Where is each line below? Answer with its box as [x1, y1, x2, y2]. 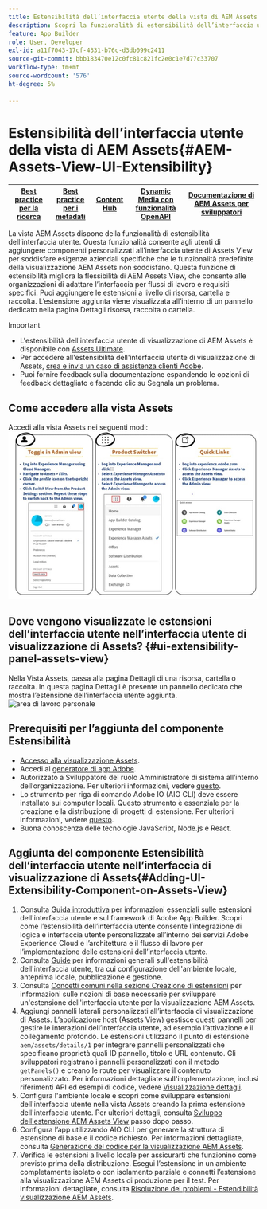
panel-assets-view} [8, 652, 110, 665]
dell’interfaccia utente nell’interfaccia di [8, 859, 212, 872]
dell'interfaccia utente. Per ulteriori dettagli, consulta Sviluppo [19, 1108, 222, 1117]
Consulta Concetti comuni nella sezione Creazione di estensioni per [19, 981, 242, 991]
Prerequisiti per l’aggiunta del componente [8, 722, 224, 736]
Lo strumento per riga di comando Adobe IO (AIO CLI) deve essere [19, 789, 238, 799]
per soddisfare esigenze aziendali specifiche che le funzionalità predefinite [8, 254, 254, 264]
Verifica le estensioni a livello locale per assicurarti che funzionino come [19, 1150, 257, 1160]
